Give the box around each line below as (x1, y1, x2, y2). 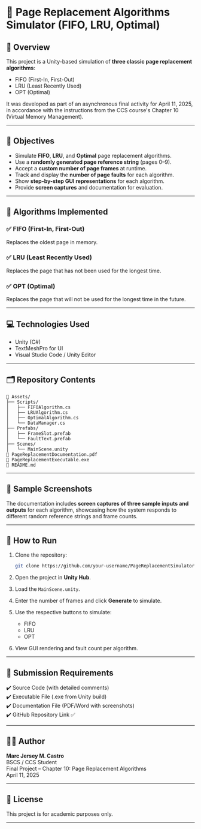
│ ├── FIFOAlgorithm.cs (6, 404, 71, 410)
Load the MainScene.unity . (14, 585, 81, 593)
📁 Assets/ (6, 394, 31, 400)
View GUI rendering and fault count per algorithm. (14, 645, 138, 652)
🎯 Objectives (6, 136, 55, 146)
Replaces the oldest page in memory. (6, 238, 98, 245)
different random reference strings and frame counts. (6, 512, 138, 519)
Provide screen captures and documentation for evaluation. (14, 184, 163, 191)
